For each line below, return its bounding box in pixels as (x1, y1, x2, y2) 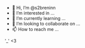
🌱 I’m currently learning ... (12, 15, 66, 21)
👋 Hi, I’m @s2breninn (12, 5, 56, 10)
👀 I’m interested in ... (12, 10, 55, 16)
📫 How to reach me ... (12, 26, 59, 32)
